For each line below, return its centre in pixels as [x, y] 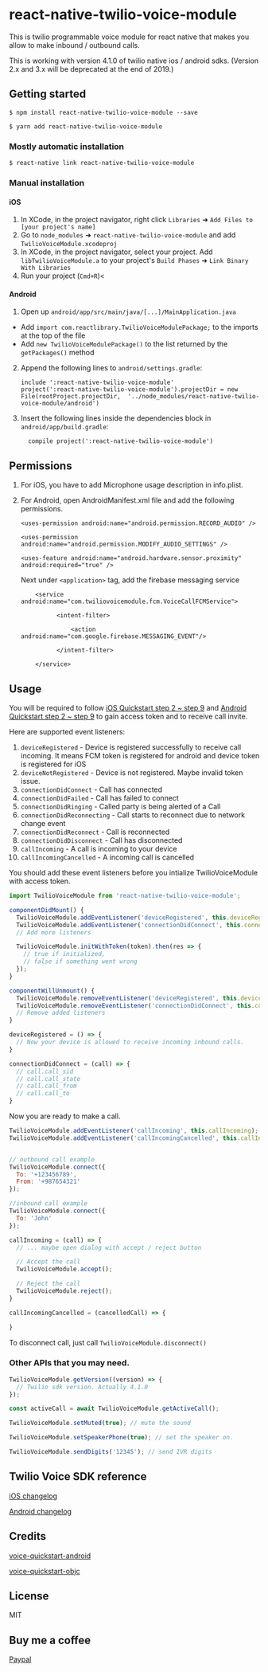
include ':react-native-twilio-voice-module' [97, 383]
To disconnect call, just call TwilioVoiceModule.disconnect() [108, 1342]
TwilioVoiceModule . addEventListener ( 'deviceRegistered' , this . [123, 918]
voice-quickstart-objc [45, 1571]
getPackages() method [57, 353]
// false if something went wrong [80, 961]
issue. [30, 781]
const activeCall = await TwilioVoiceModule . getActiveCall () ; [114, 1409]
